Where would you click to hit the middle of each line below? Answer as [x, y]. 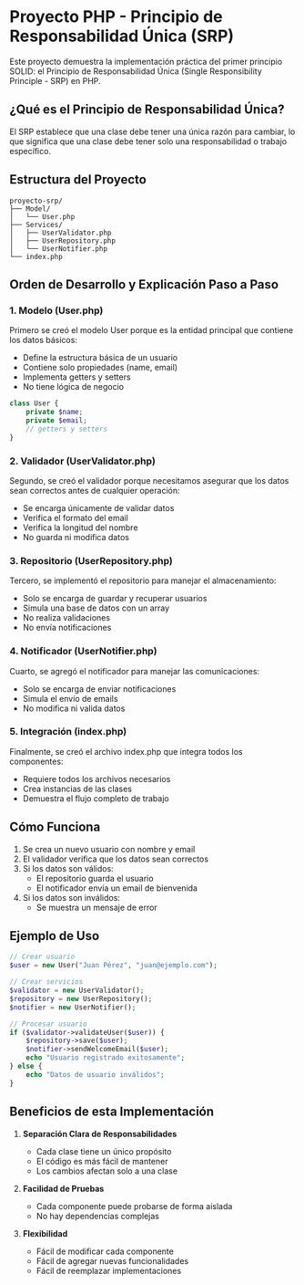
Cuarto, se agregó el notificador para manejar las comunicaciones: [135, 671]
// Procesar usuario [49, 1024]
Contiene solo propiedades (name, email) [100, 368]
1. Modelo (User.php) [56, 310]
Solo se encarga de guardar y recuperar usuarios [115, 599]
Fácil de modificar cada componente [105, 1251]
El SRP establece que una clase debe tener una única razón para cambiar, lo [152, 131]
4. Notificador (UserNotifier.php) [83, 652]
